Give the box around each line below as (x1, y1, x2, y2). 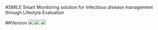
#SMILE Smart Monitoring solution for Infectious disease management (5, 4, 153, 10)
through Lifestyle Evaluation (5, 9, 64, 15)
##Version (5, 20, 27, 25)
